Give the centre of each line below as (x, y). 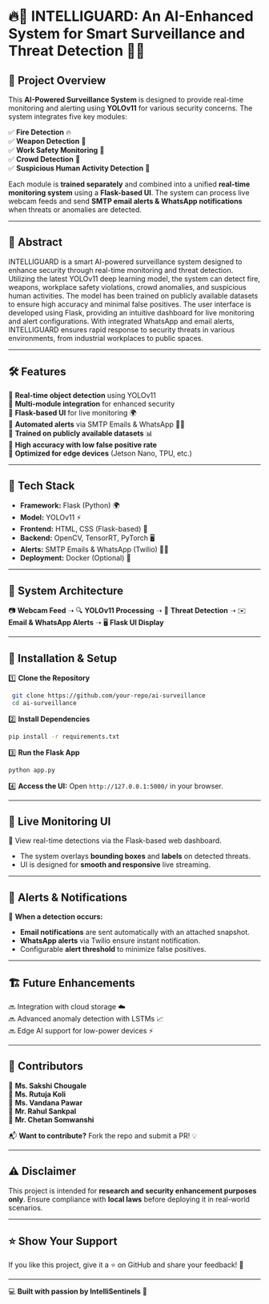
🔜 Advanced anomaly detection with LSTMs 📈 (86, 1019)
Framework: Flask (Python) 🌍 (70, 506)
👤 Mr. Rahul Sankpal (42, 1111)
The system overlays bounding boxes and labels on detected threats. (135, 857)
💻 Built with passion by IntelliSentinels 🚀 (78, 1291)
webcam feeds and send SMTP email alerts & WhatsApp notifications (125, 201)
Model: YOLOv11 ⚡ (50, 518)
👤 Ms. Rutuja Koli (37, 1094)
